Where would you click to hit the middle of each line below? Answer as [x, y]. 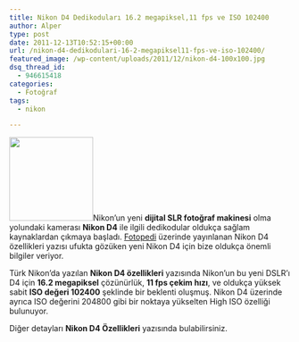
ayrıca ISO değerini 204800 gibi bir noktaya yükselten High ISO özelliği [140, 302]
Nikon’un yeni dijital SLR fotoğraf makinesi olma [183, 218]
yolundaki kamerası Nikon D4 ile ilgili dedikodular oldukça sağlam [130, 228]
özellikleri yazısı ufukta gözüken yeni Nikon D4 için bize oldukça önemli [140, 246]
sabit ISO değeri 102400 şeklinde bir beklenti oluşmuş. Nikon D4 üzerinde [146, 292]
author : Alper [36, 26]
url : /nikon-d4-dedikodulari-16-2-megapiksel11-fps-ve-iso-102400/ [137, 51]
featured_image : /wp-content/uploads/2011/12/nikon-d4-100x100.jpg [137, 59]
